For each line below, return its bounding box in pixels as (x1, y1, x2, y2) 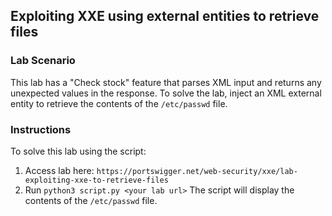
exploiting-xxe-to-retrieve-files (24, 175, 169, 185)
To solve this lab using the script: (10, 145, 147, 157)
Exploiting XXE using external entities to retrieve (10, 8, 320, 25)
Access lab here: (24, 164, 95, 176)
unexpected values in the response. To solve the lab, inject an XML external (10, 87, 322, 99)
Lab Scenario (10, 54, 76, 68)
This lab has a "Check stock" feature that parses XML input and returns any (10, 76, 322, 88)
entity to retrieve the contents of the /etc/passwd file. (10, 97, 228, 109)
